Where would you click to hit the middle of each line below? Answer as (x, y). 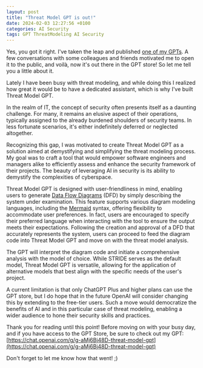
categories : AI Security (38, 29)
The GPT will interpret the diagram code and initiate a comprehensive (93, 252)
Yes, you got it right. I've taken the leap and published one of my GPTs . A (98, 52)
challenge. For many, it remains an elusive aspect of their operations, (92, 114)
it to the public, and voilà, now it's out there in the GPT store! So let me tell (99, 65)
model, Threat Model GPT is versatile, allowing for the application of (91, 265)
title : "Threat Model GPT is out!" (51, 18)
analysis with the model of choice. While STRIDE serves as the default (94, 259)
